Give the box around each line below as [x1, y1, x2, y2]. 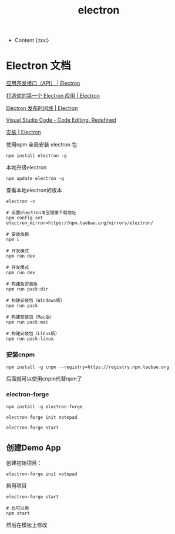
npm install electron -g [6, 153, 67, 159]
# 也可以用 [6, 505, 29, 512]
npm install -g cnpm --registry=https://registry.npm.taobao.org [6, 364, 169, 371]
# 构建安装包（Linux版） [6, 331, 60, 337]
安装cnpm [6, 351, 35, 359]
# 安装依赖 [6, 232, 29, 238]
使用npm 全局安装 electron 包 [6, 141, 78, 148]
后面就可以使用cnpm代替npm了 [6, 375, 82, 382]
